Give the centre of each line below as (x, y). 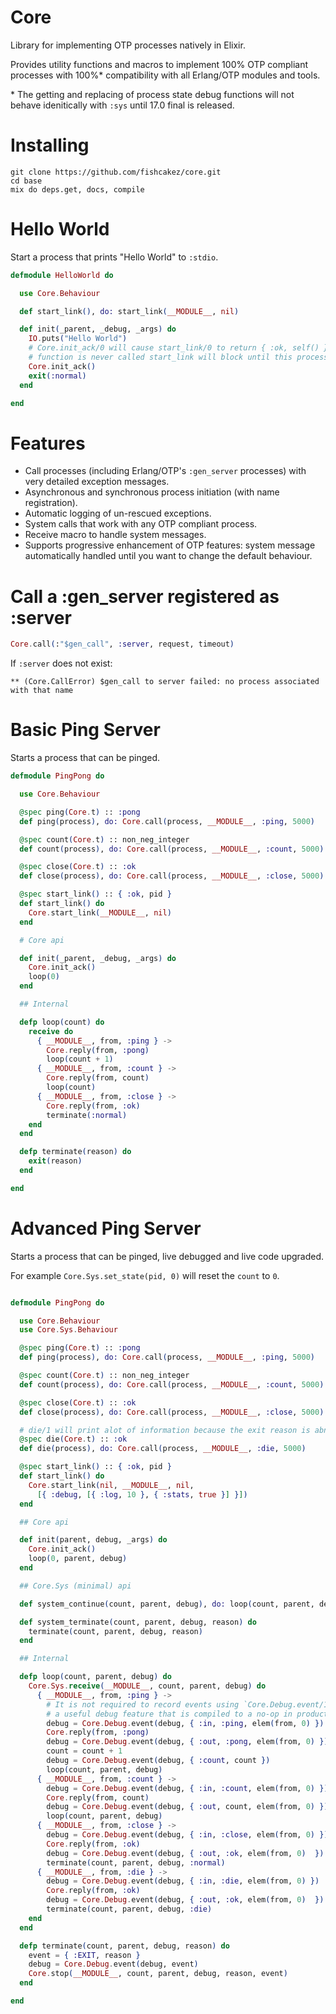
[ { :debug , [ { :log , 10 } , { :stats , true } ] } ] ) (142, 1494)
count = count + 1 (84, 1751)
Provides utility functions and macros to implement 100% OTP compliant (159, 64)
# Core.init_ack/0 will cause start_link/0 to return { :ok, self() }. (180, 348)
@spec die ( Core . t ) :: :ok (73, 1439)
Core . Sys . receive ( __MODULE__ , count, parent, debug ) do (147, 1686)
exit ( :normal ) (57, 376)
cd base (26, 181)
